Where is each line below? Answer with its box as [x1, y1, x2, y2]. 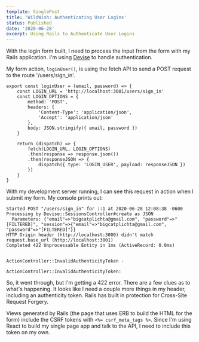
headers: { [27, 104, 55, 111]
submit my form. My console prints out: [6, 194, 103, 201]
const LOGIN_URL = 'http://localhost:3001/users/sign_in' [17, 88, 164, 94]
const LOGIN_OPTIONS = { [17, 94, 79, 100]
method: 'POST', [27, 99, 68, 105]
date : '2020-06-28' [6, 25, 55, 32]
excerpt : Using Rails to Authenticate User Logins [6, 31, 135, 37]
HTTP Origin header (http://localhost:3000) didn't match [6, 232, 154, 238]
